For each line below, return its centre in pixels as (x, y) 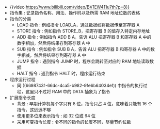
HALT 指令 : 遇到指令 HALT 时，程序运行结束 (61, 73)
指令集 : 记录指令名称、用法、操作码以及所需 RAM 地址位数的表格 (75, 13)
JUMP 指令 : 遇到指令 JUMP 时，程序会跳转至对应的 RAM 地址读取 (83, 61)
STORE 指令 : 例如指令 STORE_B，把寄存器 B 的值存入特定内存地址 (83, 31)
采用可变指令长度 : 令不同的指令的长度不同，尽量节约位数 (74, 122)
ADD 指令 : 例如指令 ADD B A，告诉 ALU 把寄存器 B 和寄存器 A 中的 (84, 37)
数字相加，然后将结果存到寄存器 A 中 (54, 43)
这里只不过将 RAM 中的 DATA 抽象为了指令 (68, 91)
